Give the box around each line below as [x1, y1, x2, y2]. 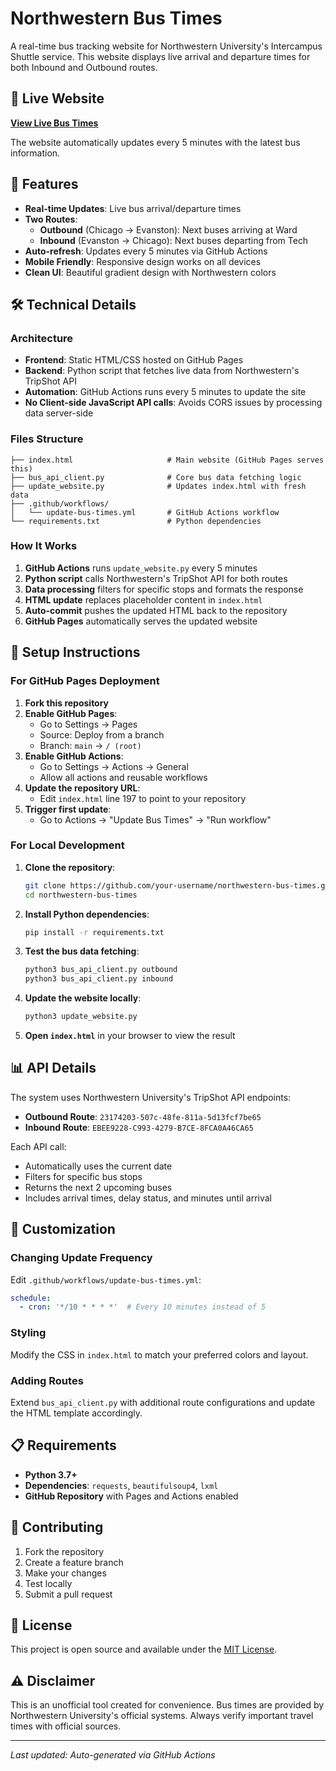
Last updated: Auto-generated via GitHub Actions [10, 1749, 216, 1761]
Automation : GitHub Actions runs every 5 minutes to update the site [24, 386, 307, 398]
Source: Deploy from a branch [39, 728, 165, 741]
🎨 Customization [10, 1221, 116, 1238]
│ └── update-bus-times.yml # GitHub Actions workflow [10, 507, 280, 517]
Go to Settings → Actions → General [39, 760, 189, 772]
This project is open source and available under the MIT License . [10, 1643, 278, 1656]
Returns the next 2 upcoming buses [24, 1181, 173, 1193]
